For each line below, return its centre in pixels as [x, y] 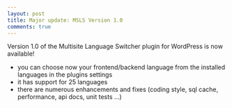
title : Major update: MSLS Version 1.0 [65, 20]
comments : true [29, 26]
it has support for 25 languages [62, 82]
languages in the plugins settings [65, 75]
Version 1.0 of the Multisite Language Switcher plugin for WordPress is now [115, 47]
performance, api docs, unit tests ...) [69, 97]
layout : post [26, 14]
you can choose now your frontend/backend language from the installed [121, 68]
